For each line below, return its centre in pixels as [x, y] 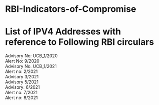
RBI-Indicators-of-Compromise [71, 9]
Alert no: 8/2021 [21, 98]
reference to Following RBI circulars [79, 42]
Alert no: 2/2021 [21, 71]
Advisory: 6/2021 [22, 87]
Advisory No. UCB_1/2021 [31, 66]
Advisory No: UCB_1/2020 [31, 56]
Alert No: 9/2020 [22, 61]
